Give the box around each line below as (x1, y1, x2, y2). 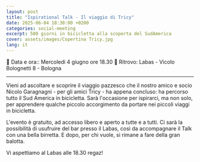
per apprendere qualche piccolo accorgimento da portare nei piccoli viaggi (6, 101, 190, 108)
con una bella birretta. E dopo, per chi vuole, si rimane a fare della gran (6, 131, 180, 138)
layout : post (6, 8, 39, 15)
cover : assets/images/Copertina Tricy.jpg (6, 36, 113, 42)
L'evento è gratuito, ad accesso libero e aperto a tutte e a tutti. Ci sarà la (6, 119, 183, 126)
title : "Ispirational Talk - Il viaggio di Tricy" (6, 14, 135, 20)
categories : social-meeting (6, 25, 76, 32)
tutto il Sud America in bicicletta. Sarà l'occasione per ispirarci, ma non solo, (6, 94, 193, 101)
